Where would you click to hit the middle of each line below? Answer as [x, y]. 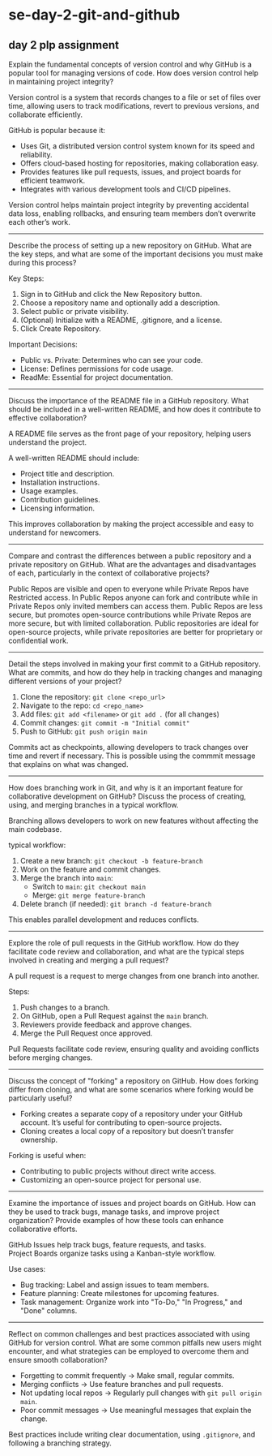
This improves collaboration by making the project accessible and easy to [131, 524]
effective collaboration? [48, 418]
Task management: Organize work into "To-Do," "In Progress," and [131, 1302]
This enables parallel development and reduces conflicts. [104, 920]
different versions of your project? [65, 681]
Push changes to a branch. [65, 1007]
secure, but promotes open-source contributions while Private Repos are [130, 615]
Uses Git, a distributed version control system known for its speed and [137, 146]
